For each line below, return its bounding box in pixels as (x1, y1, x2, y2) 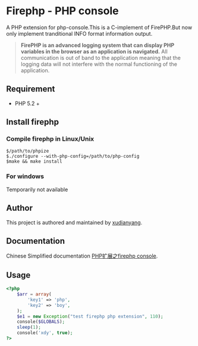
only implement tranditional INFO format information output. (6, 30, 153, 37)
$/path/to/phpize (6, 148, 49, 154)
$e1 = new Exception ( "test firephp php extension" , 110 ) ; (17, 313, 164, 319)
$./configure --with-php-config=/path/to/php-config (6, 153, 140, 160)
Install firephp (6, 117, 59, 127)
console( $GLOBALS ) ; (17, 319, 65, 325)
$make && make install (6, 158, 62, 164)
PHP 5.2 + (14, 100, 40, 107)
